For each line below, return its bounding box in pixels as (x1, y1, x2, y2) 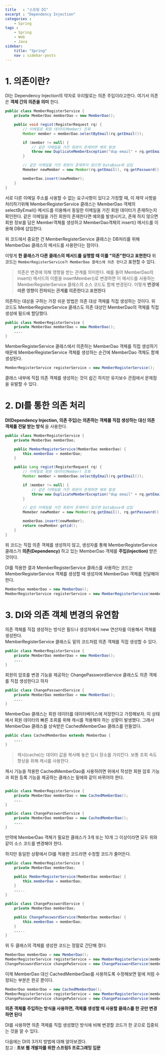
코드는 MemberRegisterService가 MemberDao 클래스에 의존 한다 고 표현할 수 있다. (5, 258, 156, 264)
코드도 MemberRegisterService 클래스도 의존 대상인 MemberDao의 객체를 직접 (5, 304, 159, 310)
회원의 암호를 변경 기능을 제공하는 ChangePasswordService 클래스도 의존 (5, 672, 148, 678)
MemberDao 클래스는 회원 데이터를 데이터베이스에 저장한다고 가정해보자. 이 (5, 711, 151, 717)
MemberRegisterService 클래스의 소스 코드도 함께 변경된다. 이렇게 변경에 (17, 281, 160, 287)
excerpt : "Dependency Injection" (5, 12, 76, 17)
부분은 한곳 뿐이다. (18, 977, 54, 983)
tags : (5, 26, 19, 30)
